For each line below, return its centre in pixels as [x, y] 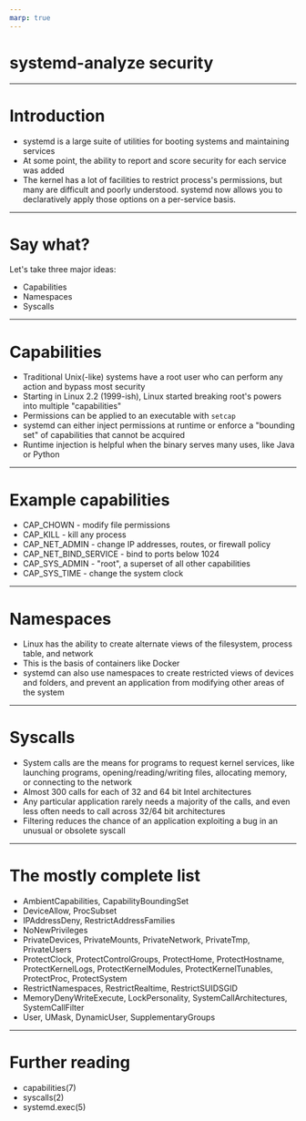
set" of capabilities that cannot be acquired [103, 435]
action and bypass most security [84, 387]
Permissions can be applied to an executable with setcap [129, 416]
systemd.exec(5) [54, 1107]
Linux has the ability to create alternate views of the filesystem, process [158, 644]
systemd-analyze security [112, 62]
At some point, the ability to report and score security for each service [154, 160]
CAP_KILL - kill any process [74, 535]
